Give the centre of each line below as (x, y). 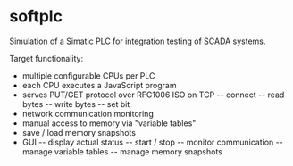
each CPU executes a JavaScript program (99, 85)
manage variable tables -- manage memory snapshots (122, 151)
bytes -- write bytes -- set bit (76, 104)
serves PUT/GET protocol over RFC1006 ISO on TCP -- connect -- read (153, 95)
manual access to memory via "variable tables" (109, 123)
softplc (36, 17)
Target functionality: (46, 58)
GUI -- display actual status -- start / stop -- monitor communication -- (152, 142)
